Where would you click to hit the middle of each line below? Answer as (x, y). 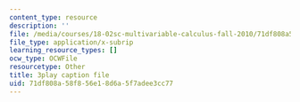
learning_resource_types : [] (63, 51)
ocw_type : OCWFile (43, 59)
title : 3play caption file (59, 75)
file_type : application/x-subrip (71, 42)
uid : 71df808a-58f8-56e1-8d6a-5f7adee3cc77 (92, 83)
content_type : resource (54, 17)
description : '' (39, 26)
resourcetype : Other (48, 67)
